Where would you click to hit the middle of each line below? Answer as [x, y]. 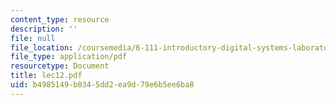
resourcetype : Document [60, 66]
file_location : [42, 47]
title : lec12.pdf [46, 76]
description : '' [44, 29]
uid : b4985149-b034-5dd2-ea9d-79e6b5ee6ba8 [102, 85]
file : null [33, 38]
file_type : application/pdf [69, 57]
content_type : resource [60, 19]
